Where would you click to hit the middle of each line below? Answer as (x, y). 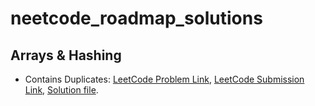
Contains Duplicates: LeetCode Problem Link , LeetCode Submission (164, 79)
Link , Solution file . (61, 90)
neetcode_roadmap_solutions (136, 18)
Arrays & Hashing (66, 55)
